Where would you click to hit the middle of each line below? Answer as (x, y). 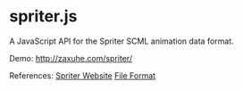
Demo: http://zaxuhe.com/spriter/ (71, 58)
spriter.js (43, 16)
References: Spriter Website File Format (83, 75)
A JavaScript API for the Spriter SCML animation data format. (121, 41)
